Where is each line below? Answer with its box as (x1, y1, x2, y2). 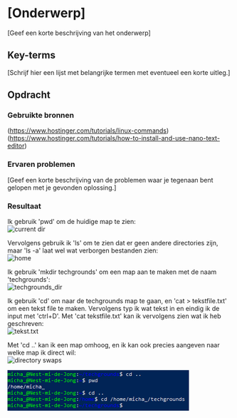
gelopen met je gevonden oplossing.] (7, 183, 117, 192)
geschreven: (7, 320, 44, 328)
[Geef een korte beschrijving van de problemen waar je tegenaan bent (7, 175, 214, 184)
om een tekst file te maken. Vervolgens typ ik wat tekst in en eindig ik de (7, 305, 220, 313)
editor (7, 141, 25, 151)
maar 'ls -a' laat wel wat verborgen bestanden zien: (7, 246, 159, 255)
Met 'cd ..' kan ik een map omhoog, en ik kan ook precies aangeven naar (7, 341, 220, 350)
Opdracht (7, 89, 51, 101)
